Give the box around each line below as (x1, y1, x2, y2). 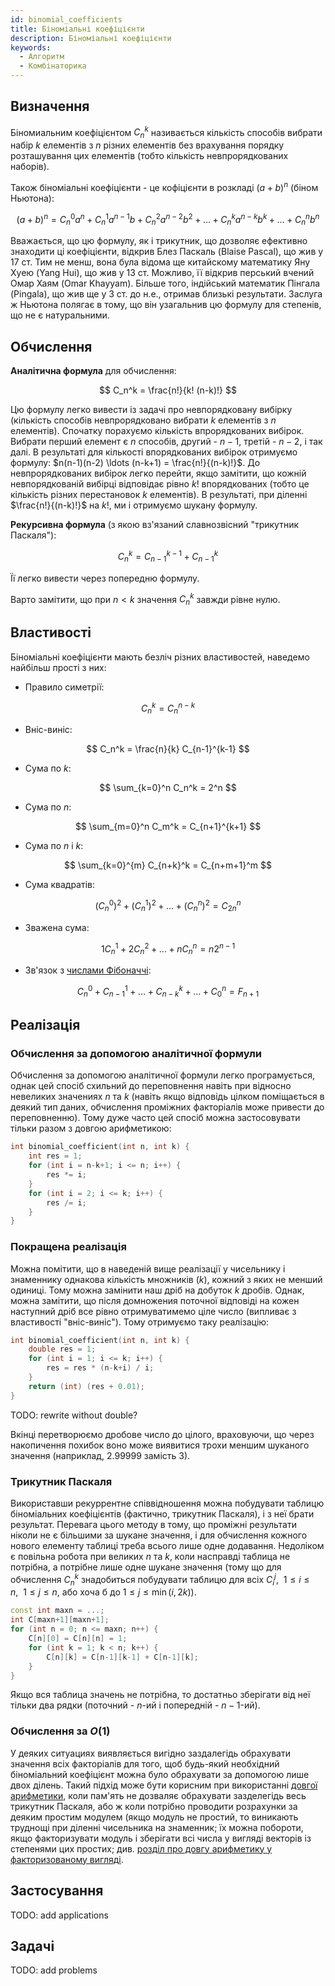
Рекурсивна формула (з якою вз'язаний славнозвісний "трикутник (10, 519, 300, 531)
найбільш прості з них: (10, 661, 107, 673)
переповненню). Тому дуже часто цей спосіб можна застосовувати (10, 1112, 301, 1124)
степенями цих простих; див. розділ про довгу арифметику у (10, 1842, 273, 1855)
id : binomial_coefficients (10, 14, 123, 25)
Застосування (10, 1882, 104, 1900)
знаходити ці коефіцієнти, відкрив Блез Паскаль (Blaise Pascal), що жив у (10, 246, 324, 258)
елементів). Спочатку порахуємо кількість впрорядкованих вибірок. (10, 425, 305, 437)
